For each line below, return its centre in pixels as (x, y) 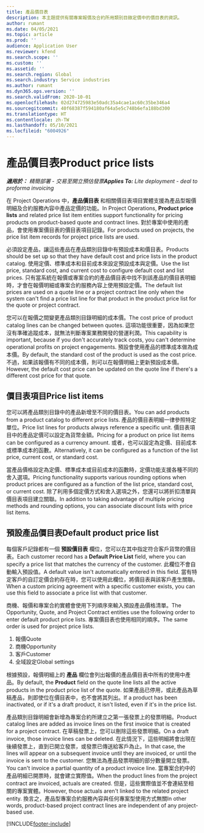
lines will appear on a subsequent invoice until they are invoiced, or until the (101, 753)
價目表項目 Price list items (55, 396)
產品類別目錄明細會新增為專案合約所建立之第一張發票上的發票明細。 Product (101, 717)
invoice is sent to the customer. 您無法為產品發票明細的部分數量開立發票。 (100, 760)
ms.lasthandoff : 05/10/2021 (42, 126)
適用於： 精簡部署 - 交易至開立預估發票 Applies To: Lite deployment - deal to (102, 181)
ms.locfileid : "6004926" (38, 131)
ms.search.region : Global (39, 74)
